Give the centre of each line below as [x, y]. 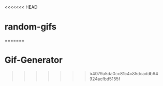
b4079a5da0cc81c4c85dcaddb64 [124, 73]
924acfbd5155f [105, 79]
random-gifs [31, 27]
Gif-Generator [34, 60]
